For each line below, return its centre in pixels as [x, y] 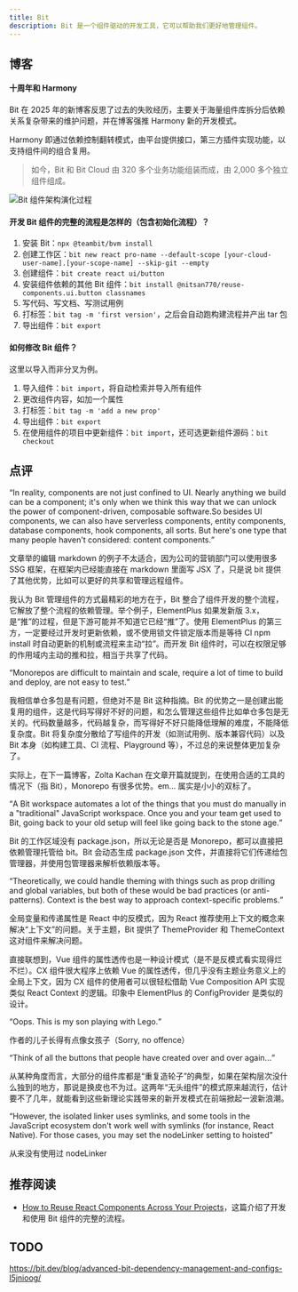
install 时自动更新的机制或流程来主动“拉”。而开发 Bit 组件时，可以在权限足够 [148, 644]
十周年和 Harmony [43, 88]
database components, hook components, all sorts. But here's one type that [148, 531]
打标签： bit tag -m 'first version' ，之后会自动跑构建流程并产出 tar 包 [155, 314]
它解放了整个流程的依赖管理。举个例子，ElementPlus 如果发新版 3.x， [137, 611]
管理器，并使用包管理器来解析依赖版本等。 [87, 863]
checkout [38, 441]
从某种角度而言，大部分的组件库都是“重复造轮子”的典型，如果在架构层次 [141, 1076]
